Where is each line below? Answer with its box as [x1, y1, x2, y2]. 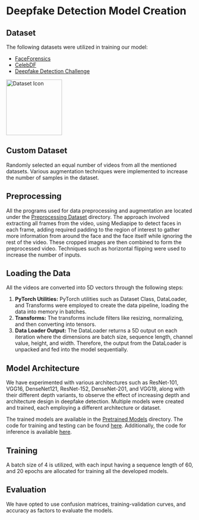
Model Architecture [6, 363, 80, 373]
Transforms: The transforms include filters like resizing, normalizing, [14, 315, 184, 322]
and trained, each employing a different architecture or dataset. [6, 404, 162, 411]
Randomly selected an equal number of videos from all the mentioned [6, 161, 177, 169]
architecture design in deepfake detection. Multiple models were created [6, 398, 184, 405]
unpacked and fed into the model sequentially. [14, 346, 128, 353]
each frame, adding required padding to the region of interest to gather [6, 226, 180, 233]
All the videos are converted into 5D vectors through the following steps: [6, 284, 184, 291]
